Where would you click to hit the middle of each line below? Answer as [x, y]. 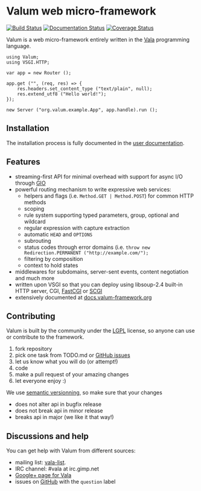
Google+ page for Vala [43, 475]
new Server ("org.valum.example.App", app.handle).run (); [82, 110]
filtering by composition [53, 258]
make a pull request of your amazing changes [72, 374]
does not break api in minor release [59, 411]
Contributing [31, 316]
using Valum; [23, 57]
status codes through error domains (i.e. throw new [87, 247]
